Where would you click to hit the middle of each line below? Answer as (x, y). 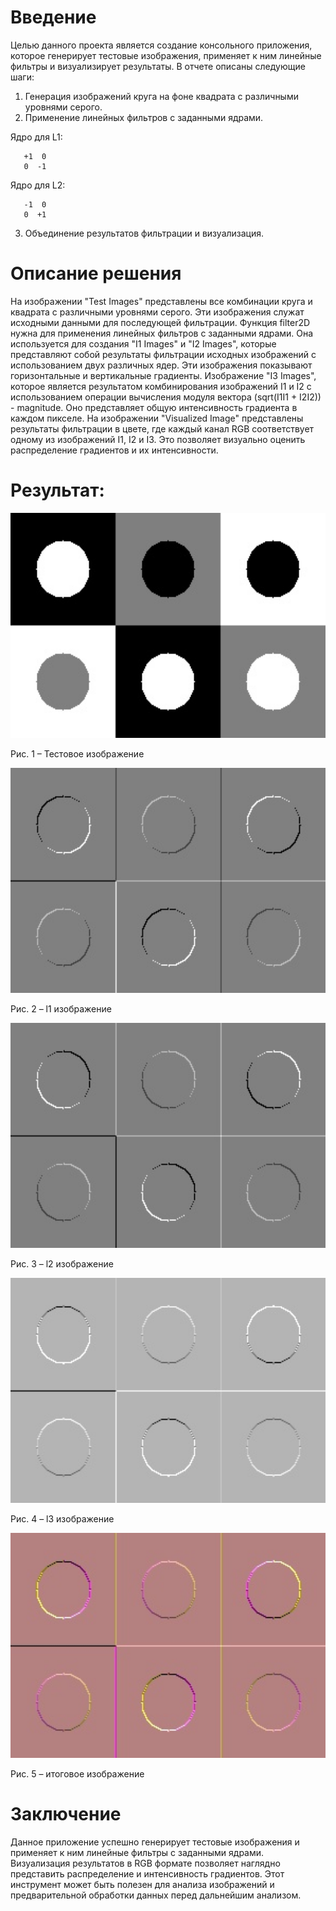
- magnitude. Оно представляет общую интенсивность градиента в (154, 407)
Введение (53, 17)
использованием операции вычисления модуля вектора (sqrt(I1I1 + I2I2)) (166, 397)
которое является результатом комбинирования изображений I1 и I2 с (161, 386)
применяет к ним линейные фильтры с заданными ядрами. (137, 1852)
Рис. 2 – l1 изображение (61, 1008)
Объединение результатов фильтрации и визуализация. (144, 233)
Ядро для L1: (36, 137)
